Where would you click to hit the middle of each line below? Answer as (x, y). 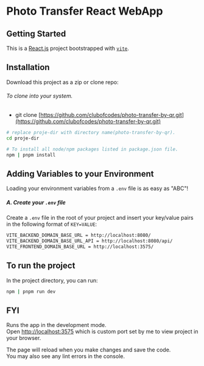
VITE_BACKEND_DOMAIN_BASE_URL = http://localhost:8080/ (79, 236)
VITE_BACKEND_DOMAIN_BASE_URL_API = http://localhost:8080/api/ (90, 241)
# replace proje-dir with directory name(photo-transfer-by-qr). (91, 133)
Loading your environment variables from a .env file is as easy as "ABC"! (97, 188)
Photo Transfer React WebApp (85, 11)
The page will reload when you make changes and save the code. (89, 350)
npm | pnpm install (31, 155)
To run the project (41, 266)
